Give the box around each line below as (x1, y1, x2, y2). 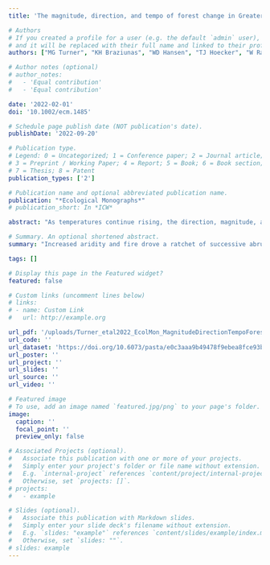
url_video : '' (8, 381, 56, 389)
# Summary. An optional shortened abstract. (8, 233, 160, 241)
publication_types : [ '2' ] (8, 174, 95, 182)
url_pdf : (8, 328, 38, 336)
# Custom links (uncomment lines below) (8, 291, 146, 299)
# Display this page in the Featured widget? (8, 269, 163, 278)
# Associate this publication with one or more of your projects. (8, 455, 243, 463)
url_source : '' (8, 373, 59, 381)
